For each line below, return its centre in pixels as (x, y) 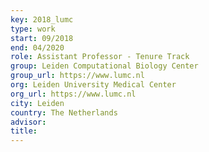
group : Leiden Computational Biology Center (104, 66)
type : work (33, 29)
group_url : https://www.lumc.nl (77, 76)
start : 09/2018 (42, 38)
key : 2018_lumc (42, 19)
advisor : (28, 122)
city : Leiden (37, 103)
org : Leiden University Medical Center (93, 85)
